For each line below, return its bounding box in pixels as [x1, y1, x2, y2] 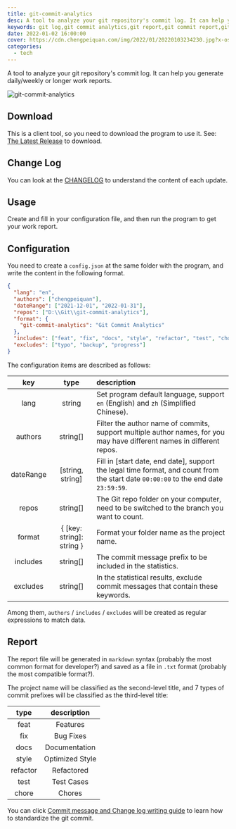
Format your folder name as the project [96, 528, 225, 537]
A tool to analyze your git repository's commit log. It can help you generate [7, 68, 223, 77]
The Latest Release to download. [7, 137, 103, 145]
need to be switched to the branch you [96, 503, 224, 513]
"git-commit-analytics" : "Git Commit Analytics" [20, 322, 165, 329]
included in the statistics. [96, 561, 179, 571]
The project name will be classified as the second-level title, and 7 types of [7, 683, 225, 692]
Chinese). [96, 406, 129, 416]
